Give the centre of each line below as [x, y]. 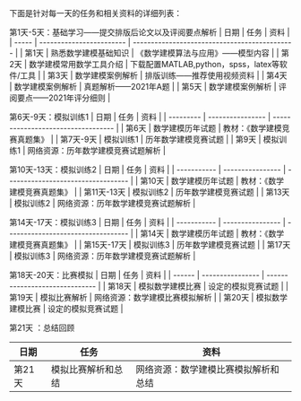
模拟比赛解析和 [82, 369]
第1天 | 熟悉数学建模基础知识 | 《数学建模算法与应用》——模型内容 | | [152, 53]
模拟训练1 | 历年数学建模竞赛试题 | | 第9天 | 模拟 [191, 139]
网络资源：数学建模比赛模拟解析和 [207, 369]
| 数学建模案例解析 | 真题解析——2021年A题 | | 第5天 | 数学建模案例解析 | [143, 87]
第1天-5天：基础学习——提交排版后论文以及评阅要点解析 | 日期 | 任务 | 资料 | [150, 32]
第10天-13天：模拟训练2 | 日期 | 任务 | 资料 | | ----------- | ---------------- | [148, 170]
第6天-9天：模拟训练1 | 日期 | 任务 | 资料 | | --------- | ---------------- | [140, 117]
